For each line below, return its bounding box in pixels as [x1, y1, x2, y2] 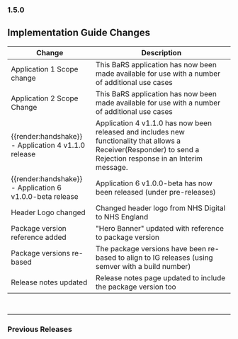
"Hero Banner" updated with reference [95, 223, 225, 233]
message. [95, 162, 128, 172]
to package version [95, 232, 159, 242]
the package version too [95, 282, 176, 292]
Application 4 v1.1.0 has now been [95, 118, 212, 128]
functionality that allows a [95, 136, 181, 146]
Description [141, 47, 182, 57]
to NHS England [95, 212, 149, 222]
